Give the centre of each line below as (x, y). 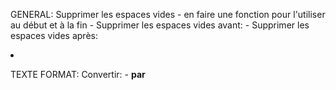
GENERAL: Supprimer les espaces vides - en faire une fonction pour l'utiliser (168, 14)
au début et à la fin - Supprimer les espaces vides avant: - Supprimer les (160, 25)
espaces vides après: (54, 35)
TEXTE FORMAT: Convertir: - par (78, 74)
